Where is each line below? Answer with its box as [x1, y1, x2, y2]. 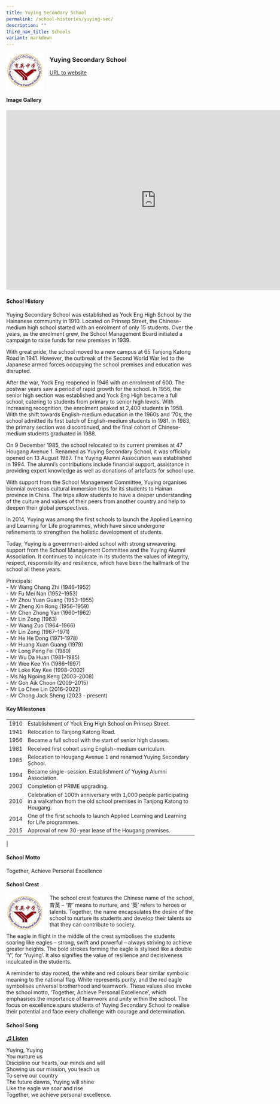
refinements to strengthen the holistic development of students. [6, 528, 163, 536]
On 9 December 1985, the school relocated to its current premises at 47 [6, 441, 183, 449]
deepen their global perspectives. [6, 504, 90, 511]
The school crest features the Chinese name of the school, [49, 894, 194, 901]
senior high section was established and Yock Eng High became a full [6, 392, 178, 399]
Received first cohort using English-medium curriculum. [28, 745, 166, 752]
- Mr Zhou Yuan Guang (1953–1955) [6, 596, 95, 603]
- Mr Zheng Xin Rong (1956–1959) [6, 603, 90, 610]
